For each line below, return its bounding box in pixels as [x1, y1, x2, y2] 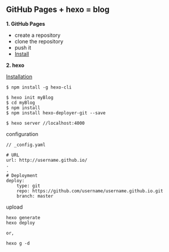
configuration [6, 130, 39, 137]
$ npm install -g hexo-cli [6, 84, 72, 90]
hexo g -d [6, 240, 30, 246]
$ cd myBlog [6, 100, 35, 105]
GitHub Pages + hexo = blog [6, 5, 110, 15]
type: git [16, 183, 41, 189]
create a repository [14, 32, 61, 39]
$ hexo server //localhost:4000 [6, 120, 85, 126]
